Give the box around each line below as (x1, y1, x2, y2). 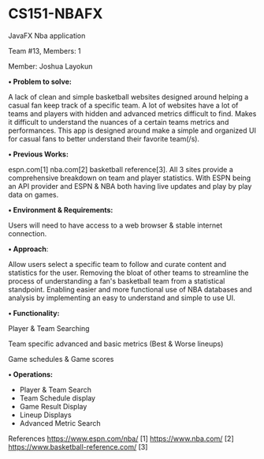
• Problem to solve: (8, 77, 73, 86)
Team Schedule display (19, 393, 96, 403)
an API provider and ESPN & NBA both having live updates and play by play (8, 181, 252, 190)
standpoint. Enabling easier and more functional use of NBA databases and (8, 284, 252, 294)
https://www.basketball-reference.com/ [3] (8, 442, 148, 451)
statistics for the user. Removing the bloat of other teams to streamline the (8, 268, 250, 277)
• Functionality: (8, 308, 60, 318)
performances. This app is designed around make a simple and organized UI (8, 126, 256, 135)
